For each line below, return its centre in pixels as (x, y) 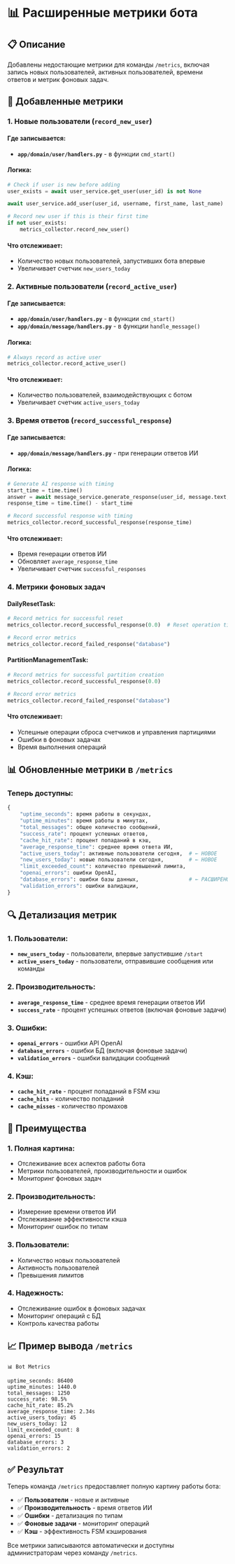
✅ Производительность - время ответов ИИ (85, 1508)
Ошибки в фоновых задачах (59, 739)
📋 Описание (36, 44)
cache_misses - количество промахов (72, 1106)
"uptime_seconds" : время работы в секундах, (86, 814)
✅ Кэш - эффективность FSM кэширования (82, 1532)
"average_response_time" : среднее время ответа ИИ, (97, 847)
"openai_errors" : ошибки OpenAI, (69, 873)
